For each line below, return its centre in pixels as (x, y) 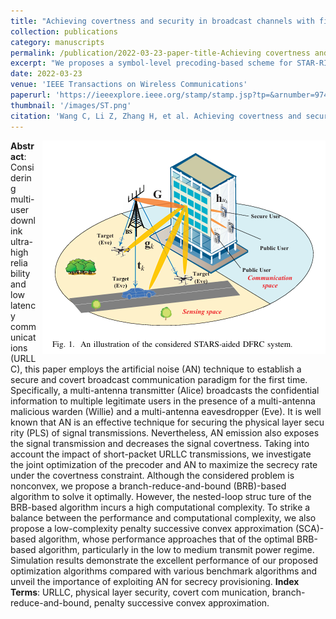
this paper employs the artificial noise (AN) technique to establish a (163, 369)
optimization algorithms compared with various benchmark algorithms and (163, 571)
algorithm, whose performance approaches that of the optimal (166, 539)
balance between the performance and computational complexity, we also (163, 517)
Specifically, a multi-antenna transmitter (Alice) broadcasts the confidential (165, 390)
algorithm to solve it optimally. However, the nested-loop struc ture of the (161, 496)
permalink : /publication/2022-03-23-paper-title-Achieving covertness (160, 53)
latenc (23, 305)
